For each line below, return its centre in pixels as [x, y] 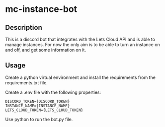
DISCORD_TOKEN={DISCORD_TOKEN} [38, 101]
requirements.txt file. [27, 82]
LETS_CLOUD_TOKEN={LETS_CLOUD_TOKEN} [44, 110]
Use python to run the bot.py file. [39, 119]
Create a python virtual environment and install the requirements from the [80, 77]
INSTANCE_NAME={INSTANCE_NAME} [38, 106]
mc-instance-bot [41, 9]
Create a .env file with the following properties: [53, 92]
